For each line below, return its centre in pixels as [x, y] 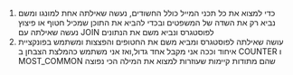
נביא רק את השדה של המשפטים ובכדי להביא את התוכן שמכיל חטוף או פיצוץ [146, 23]
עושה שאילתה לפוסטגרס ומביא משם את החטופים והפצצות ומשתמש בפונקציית [151, 42]
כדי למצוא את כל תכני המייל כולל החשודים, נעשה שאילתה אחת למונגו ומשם [146, 13]
